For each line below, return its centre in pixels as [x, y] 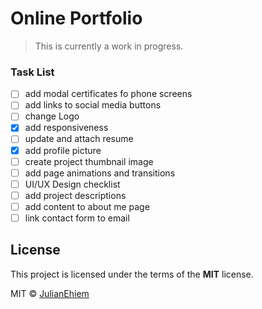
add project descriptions [75, 195]
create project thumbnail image [89, 161]
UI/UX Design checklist [72, 184]
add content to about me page [87, 206]
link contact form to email [77, 218]
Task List [32, 72]
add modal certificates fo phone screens [108, 94]
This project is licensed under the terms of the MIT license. [132, 274]
